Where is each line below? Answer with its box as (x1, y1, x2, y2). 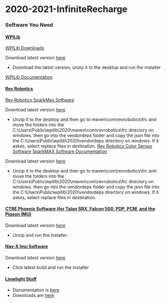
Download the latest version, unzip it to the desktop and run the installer (12, 64, 161, 71)
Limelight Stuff (5, 276, 36, 282)
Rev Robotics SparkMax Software (5, 97, 74, 103)
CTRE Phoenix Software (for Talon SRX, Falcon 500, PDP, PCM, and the (5, 206, 155, 212)
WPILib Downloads (5, 45, 44, 51)
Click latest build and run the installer (12, 264, 89, 270)
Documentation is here (12, 287, 59, 293)
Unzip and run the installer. (12, 232, 68, 238)
